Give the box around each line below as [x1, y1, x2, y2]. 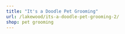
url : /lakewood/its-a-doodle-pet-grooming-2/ [6, 14, 119, 20]
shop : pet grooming [6, 19, 54, 25]
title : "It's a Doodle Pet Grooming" [6, 8, 99, 14]
